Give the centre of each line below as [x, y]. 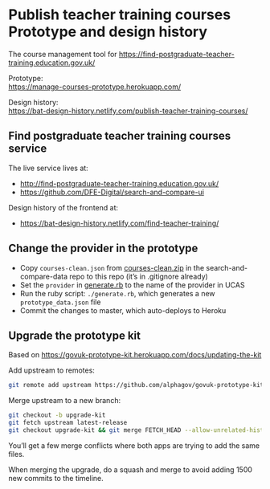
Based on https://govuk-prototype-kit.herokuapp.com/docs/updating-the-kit [135, 355]
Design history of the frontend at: [63, 207]
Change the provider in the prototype [103, 249]
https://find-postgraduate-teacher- [177, 54]
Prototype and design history [108, 32]
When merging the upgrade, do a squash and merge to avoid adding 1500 [131, 469]
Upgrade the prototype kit [74, 335]
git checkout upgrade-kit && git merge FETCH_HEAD [95, 430]
